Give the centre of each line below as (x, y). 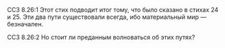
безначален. (25, 24)
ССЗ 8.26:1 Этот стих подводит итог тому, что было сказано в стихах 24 (113, 10)
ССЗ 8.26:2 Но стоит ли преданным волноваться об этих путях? (101, 37)
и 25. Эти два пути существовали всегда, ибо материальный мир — (107, 17)
